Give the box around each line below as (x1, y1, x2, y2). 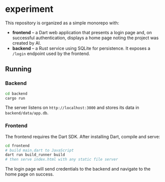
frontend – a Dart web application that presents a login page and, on (12, 29, 152, 35)
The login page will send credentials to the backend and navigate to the (5, 166, 151, 172)
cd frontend (5, 143, 30, 148)
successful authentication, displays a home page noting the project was (12, 35, 159, 41)
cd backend (5, 91, 28, 96)
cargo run (5, 96, 26, 101)
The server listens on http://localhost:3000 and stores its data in (5, 105, 139, 111)
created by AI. (12, 40, 41, 46)
